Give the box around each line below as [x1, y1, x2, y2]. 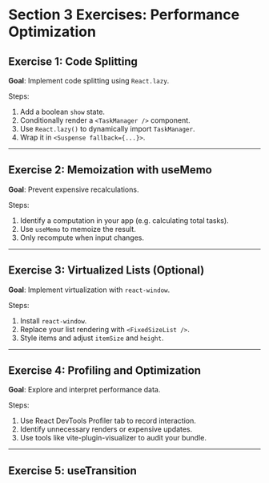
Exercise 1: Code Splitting [8, 55, 139, 68]
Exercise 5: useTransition [8, 464, 138, 477]
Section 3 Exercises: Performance [8, 6, 240, 24]
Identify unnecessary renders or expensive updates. [19, 424, 193, 434]
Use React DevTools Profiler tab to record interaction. [19, 416, 196, 426]
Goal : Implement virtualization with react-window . [8, 285, 171, 294]
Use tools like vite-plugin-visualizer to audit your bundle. [19, 433, 207, 443]
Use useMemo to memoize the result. [19, 224, 136, 233]
